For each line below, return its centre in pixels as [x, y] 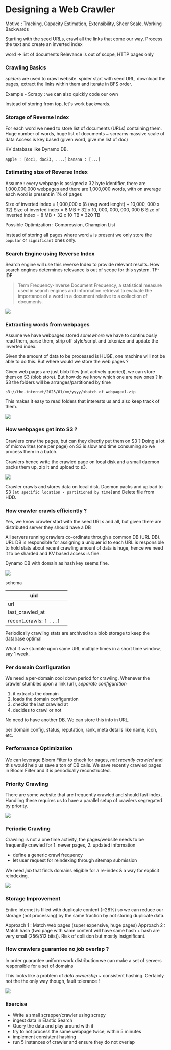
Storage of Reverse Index [37, 117]
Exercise [16, 1004]
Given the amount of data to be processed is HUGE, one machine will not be [85, 356]
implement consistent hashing [44, 1037]
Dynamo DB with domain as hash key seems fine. [57, 563]
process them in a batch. [31, 451]
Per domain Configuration [38, 667]
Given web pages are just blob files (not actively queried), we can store [80, 372]
